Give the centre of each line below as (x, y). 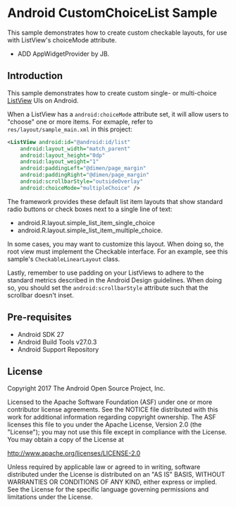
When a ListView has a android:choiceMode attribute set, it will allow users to (118, 114)
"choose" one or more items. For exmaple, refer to (80, 121)
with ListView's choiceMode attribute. (62, 40)
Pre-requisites (39, 317)
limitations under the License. (50, 497)
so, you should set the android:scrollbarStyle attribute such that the (108, 287)
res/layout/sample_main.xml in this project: (70, 129)
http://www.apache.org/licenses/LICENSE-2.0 (74, 453)
